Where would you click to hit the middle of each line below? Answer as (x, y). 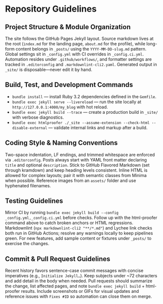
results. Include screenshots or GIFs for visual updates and (80, 291)
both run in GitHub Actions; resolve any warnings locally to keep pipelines (79, 233)
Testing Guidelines (34, 201)
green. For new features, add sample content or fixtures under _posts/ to (78, 238)
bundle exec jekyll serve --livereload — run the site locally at (77, 102)
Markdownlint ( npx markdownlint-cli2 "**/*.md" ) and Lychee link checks (79, 228)
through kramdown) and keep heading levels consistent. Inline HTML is (76, 170)
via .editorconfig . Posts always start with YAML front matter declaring (76, 160)
